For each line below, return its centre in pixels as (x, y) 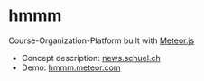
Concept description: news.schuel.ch (91, 58)
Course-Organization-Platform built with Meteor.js (102, 40)
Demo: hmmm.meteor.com (71, 67)
